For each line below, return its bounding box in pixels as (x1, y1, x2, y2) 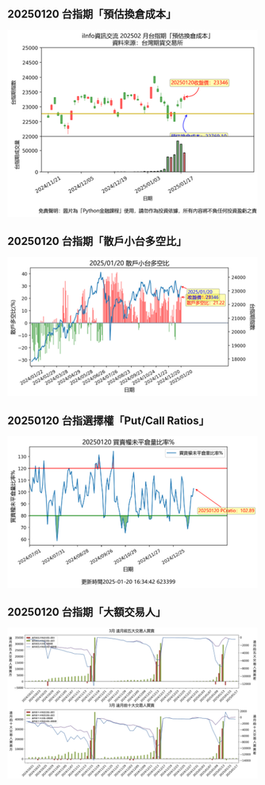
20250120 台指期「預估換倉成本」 (7, 7, 177, 21)
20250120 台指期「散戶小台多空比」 (7, 235, 187, 248)
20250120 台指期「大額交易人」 (7, 605, 167, 619)
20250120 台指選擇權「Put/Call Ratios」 (7, 414, 209, 427)
